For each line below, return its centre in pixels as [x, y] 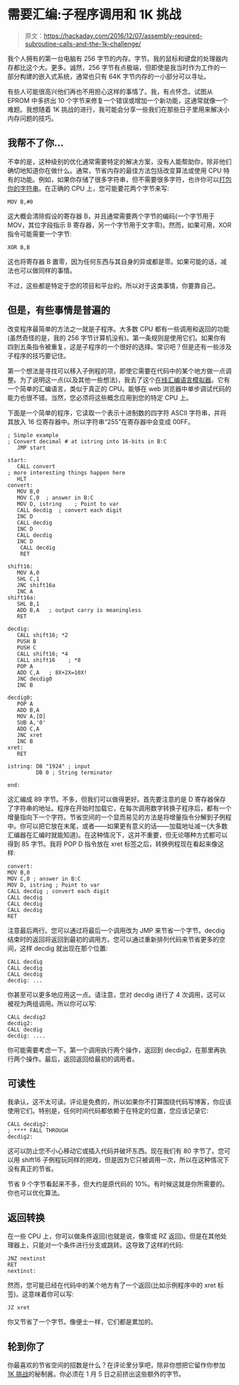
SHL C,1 [28, 579]
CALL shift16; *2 [43, 635]
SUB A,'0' [31, 722]
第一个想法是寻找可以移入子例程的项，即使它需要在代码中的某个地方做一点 [116, 371]
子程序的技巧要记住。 [38, 356]
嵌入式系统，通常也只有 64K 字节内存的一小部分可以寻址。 [124, 76]
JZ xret [19, 1308]
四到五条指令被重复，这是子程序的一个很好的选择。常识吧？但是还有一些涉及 [119, 346]
